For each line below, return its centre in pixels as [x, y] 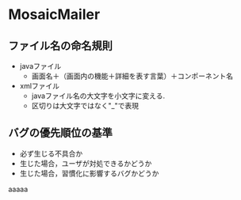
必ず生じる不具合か [51, 153]
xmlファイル [40, 86]
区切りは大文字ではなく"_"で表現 [85, 106]
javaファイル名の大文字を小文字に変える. [98, 96]
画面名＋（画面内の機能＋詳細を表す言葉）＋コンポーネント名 [132, 76]
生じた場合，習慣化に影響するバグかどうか [89, 173]
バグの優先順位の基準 [60, 133]
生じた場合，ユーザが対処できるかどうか [86, 163]
